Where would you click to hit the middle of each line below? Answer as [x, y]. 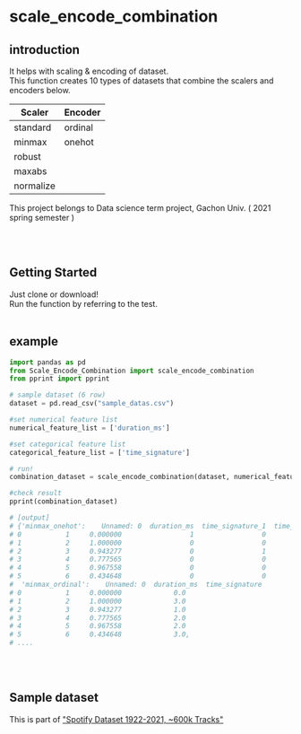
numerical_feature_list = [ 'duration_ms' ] [90, 428]
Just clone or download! [54, 294]
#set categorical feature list [68, 444]
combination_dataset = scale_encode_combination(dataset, [120, 477]
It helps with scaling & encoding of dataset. [89, 71]
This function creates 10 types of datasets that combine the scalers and [142, 81]
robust [28, 157]
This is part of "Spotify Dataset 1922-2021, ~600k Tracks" [116, 719]
